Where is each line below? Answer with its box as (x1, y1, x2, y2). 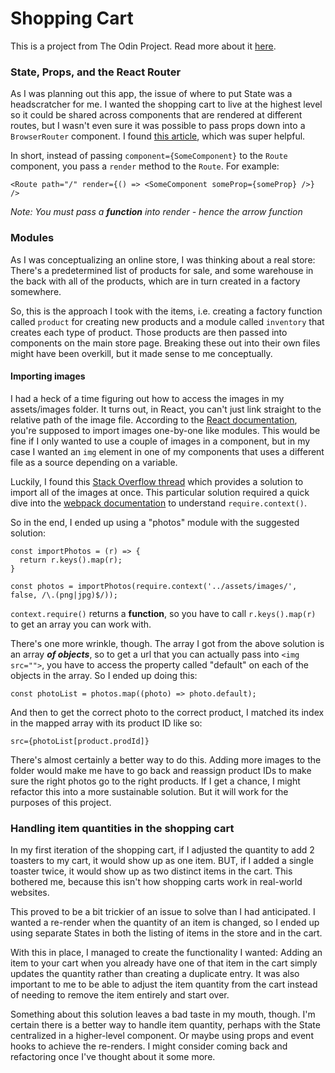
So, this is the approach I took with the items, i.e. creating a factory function (10, 305, 323, 317)
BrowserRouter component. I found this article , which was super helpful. (10, 130, 306, 142)
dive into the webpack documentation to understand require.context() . (10, 497, 307, 509)
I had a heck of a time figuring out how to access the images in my (10, 392, 285, 404)
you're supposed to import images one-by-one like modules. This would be (10, 424, 321, 436)
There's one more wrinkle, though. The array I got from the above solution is (10, 637, 325, 649)
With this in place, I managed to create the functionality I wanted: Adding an (10, 947, 323, 959)
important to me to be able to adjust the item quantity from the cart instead (10, 978, 318, 991)
